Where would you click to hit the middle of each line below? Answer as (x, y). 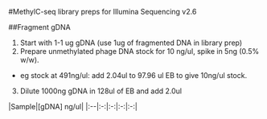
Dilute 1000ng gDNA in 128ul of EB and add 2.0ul (101, 91)
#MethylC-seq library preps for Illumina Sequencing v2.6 (103, 12)
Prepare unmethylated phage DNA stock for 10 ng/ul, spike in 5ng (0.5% (140, 51)
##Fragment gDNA (39, 27)
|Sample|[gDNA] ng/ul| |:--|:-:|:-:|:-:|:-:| (73, 107)
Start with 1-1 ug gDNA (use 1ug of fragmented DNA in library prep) (131, 43)
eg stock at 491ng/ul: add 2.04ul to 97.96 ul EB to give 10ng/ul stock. (133, 75)
